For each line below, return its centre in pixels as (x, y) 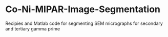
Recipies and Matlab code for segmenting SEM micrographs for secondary (84, 23)
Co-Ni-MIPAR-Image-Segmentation (83, 9)
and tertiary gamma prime (33, 28)
